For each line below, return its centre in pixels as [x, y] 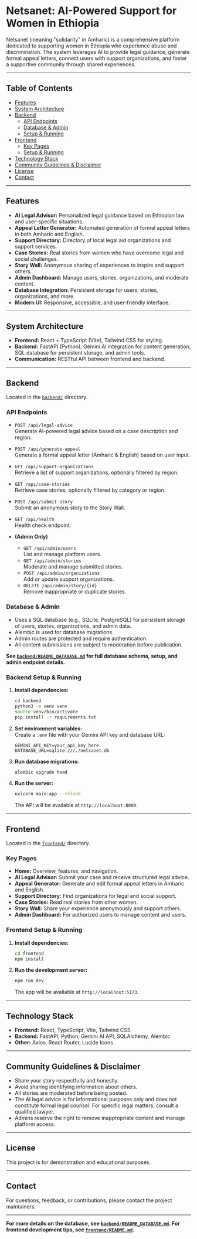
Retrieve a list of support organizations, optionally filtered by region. [96, 472]
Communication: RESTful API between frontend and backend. [90, 359]
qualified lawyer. [34, 1111]
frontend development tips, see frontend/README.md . [70, 1230]
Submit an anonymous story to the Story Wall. [70, 508]
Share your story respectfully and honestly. [67, 1080]
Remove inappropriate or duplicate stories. [75, 592]
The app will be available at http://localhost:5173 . [77, 992]
